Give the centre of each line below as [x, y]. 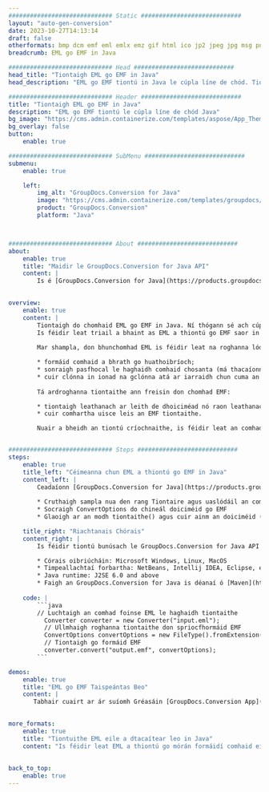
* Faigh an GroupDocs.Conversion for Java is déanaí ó [130, 583]
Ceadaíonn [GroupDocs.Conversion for [100, 487]
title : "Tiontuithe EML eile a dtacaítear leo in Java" [118, 738]
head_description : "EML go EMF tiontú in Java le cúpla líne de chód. [128, 82]
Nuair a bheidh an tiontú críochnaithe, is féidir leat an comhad [150, 428]
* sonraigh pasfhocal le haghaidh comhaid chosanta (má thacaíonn [150, 370]
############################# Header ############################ [125, 97]
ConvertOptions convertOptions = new [107, 635]
